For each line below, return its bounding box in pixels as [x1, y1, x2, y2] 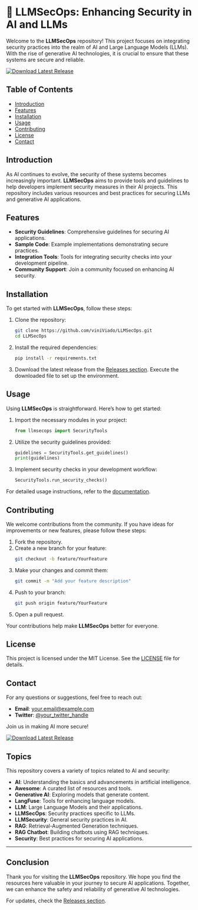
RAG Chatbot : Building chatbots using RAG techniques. [14, 829, 149, 836]
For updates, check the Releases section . [6, 897, 107, 904]
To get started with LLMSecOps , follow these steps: [6, 305, 133, 312]
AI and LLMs [6, 18, 68, 31]
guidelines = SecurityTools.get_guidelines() [14, 450, 128, 456]
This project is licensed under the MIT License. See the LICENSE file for [6, 655, 180, 662]
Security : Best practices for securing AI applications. [14, 835, 144, 842]
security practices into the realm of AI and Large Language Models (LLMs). [6, 44, 189, 51]
